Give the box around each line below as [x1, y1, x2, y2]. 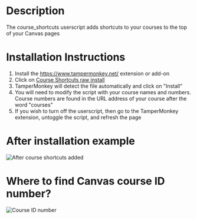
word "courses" [14, 101, 53, 108]
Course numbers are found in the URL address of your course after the [14, 95, 187, 102]
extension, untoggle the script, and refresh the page [14, 114, 142, 121]
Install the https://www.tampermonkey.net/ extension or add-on [14, 69, 170, 77]
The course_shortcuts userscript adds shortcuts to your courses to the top [6, 24, 188, 31]
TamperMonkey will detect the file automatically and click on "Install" [14, 82, 183, 89]
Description [6, 4, 65, 18]
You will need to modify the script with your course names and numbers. [14, 88, 192, 95]
